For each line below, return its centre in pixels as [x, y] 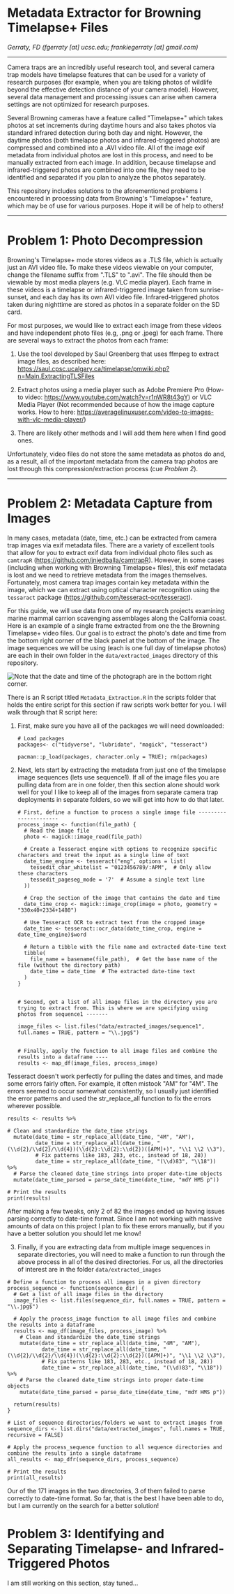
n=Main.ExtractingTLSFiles [56, 376]
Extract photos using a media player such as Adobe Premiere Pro [111, 389]
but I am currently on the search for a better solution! [83, 1505]
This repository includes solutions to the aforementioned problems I [104, 191]
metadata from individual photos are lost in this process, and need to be [110, 155]
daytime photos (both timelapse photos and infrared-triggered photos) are [114, 140]
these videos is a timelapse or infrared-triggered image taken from [103, 289]
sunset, [18, 297]
